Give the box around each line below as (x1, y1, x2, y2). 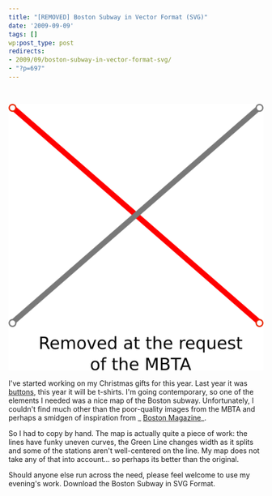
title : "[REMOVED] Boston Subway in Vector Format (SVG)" (8, 13, 208, 21)
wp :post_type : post (8, 39, 74, 47)
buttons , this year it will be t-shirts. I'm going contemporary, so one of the (8, 387, 254, 396)
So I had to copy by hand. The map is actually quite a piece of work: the (8, 428, 249, 438)
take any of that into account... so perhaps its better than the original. (8, 454, 240, 464)
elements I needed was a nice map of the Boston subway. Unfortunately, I (8, 396, 254, 405)
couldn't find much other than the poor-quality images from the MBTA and (8, 404, 256, 413)
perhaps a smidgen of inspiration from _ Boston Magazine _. (8, 413, 206, 422)
